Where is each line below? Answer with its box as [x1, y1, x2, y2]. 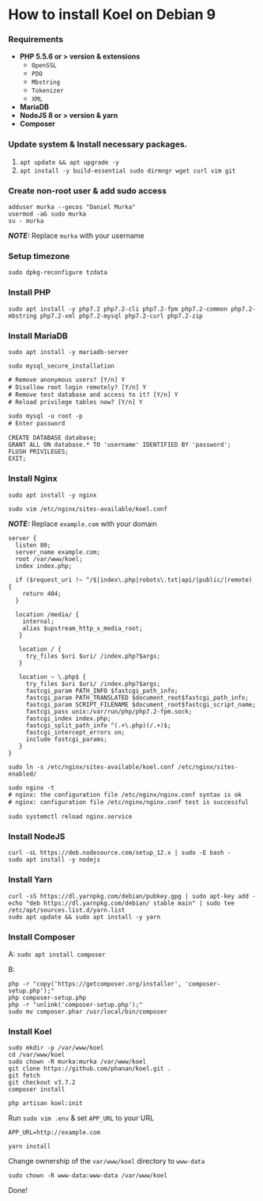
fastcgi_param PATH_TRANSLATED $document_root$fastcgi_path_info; [25, 693, 249, 702]
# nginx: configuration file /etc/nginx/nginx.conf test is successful [8, 799, 249, 806]
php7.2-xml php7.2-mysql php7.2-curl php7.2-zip [39, 311, 203, 320]
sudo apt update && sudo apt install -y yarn [8, 913, 160, 921]
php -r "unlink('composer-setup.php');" [8, 1001, 144, 1009]
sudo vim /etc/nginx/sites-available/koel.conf [8, 505, 168, 513]
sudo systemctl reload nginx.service [8, 813, 133, 821]
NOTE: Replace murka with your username [8, 231, 145, 241]
